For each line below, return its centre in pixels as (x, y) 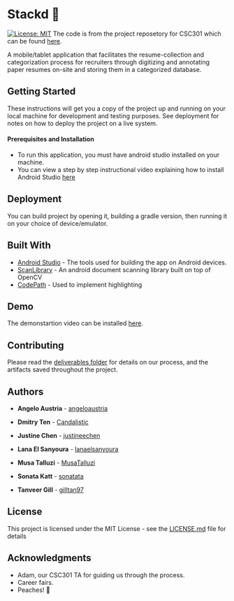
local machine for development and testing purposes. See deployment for (113, 115)
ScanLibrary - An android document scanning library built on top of (114, 269)
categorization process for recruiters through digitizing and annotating (109, 62)
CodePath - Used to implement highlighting (80, 284)
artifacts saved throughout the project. (63, 369)
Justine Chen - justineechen (59, 436)
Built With (29, 245)
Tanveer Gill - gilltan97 (50, 490)
